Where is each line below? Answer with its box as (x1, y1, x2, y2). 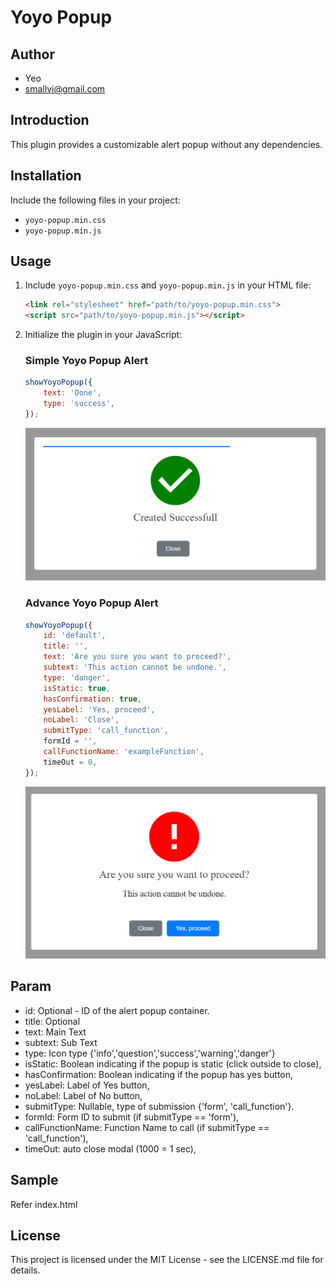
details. (10, 1264, 41, 1276)
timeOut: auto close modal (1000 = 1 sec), (24, 1142, 197, 1155)
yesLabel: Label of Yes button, (24, 1079, 150, 1091)
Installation (10, 167, 82, 185)
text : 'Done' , (43, 388, 102, 398)
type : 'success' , (43, 399, 116, 409)
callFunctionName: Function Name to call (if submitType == (24, 1121, 270, 1133)
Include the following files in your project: (10, 194, 181, 206)
